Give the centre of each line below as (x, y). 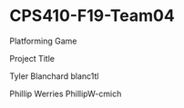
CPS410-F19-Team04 (92, 16)
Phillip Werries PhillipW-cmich (66, 93)
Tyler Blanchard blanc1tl (54, 76)
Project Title (32, 58)
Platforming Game (43, 41)
